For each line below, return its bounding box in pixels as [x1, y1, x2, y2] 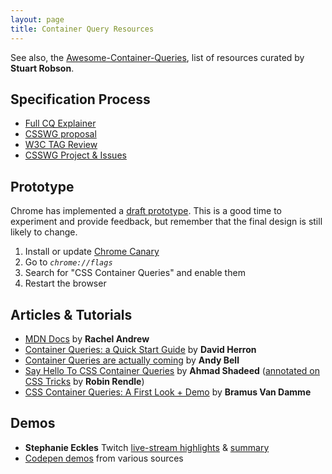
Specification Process [10, 91, 151, 108]
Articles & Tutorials [10, 306, 133, 323]
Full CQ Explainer [24, 117, 97, 130]
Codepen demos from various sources [24, 452, 184, 464]
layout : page [10, 14, 65, 25]
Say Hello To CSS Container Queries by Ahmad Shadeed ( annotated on [24, 364, 321, 376]
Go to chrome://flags [24, 256, 113, 268]
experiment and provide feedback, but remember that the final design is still [10, 216, 323, 228]
